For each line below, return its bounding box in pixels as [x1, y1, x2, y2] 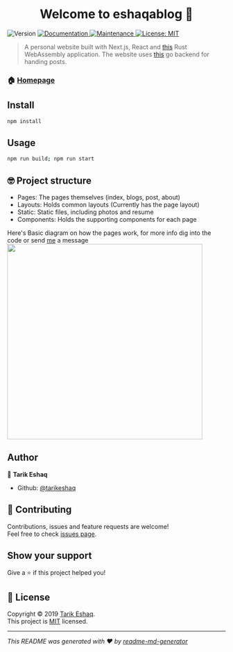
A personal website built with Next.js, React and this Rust [24, 42, 187, 51]
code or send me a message [7, 236, 89, 245]
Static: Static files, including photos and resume [17, 208, 154, 216]
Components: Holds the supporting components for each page [17, 215, 197, 224]
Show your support [7, 550, 92, 562]
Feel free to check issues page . [7, 530, 97, 538]
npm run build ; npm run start [7, 156, 95, 163]
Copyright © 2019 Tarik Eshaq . [7, 610, 96, 618]
